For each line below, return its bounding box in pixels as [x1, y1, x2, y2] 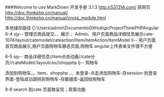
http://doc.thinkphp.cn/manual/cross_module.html [5, 15, 106, 20]
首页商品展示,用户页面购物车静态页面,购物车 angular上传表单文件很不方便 [5, 43, 153, 49]
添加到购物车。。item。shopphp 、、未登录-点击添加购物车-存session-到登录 [5, 70, 157, 76]
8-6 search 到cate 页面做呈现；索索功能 [5, 87, 86, 92]
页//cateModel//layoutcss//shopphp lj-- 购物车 [5, 60, 99, 65]
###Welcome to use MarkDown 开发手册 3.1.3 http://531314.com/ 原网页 [5, 4, 151, 10]
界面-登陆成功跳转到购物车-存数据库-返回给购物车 [5, 76, 106, 82]
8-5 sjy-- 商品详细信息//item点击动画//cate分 [5, 54, 95, 59]
